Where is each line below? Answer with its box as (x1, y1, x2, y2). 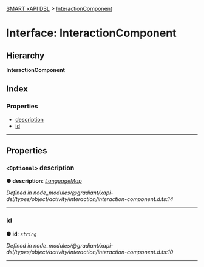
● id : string (6, 230, 37, 237)
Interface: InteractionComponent (6, 27, 177, 40)
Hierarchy (6, 50, 45, 61)
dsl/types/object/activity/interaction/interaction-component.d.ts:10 (6, 248, 174, 255)
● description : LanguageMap (6, 177, 82, 185)
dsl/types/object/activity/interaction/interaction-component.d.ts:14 (6, 196, 174, 203)
